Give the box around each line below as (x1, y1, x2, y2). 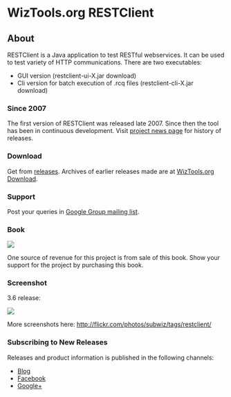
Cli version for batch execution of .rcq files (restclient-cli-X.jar (17, 79, 194, 87)
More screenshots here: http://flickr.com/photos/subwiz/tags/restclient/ (7, 320, 212, 328)
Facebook (17, 374, 46, 382)
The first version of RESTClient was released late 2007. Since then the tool (7, 119, 219, 127)
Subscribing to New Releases (7, 337, 109, 347)
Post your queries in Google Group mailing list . (7, 207, 140, 215)
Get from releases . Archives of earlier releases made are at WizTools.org (7, 167, 214, 175)
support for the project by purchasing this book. (7, 261, 144, 270)
